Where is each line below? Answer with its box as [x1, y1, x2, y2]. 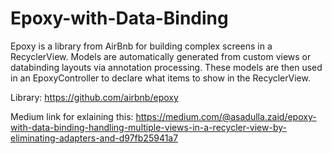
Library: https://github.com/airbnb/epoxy [10, 91, 179, 103]
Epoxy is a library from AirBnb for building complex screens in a [10, 40, 273, 52]
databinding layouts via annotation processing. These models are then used [10, 61, 323, 73]
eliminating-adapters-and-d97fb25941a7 [10, 132, 179, 144]
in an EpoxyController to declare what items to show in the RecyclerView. [10, 72, 311, 84]
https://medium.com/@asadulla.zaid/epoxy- [135, 110, 317, 122]
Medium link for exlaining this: [10, 110, 134, 122]
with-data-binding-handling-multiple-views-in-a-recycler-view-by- [10, 121, 287, 133]
